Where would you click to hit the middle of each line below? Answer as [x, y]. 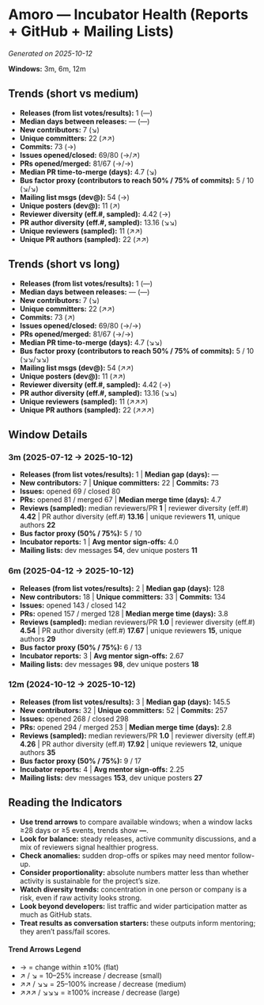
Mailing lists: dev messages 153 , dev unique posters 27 [111, 777]
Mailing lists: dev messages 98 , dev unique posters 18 [109, 664]
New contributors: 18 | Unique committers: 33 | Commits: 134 [123, 596]
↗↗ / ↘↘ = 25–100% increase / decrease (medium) [103, 984]
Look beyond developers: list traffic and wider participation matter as [133, 906]
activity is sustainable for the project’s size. [90, 880]
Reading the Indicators [65, 803]
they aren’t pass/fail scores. [65, 931]
